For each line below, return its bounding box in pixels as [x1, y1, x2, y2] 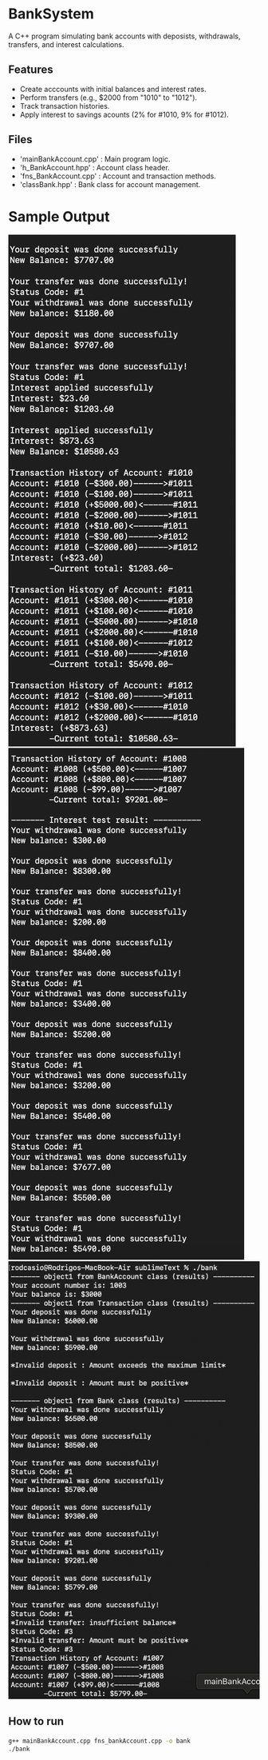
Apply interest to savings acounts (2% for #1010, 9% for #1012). [19, 110, 229, 119]
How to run [8, 1714, 65, 1728]
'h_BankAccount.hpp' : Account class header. [19, 162, 170, 172]
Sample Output [8, 207, 110, 225]
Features [8, 63, 53, 77]
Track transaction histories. [19, 101, 110, 110]
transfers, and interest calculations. [8, 39, 124, 49]
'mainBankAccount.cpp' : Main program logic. [19, 154, 171, 164]
